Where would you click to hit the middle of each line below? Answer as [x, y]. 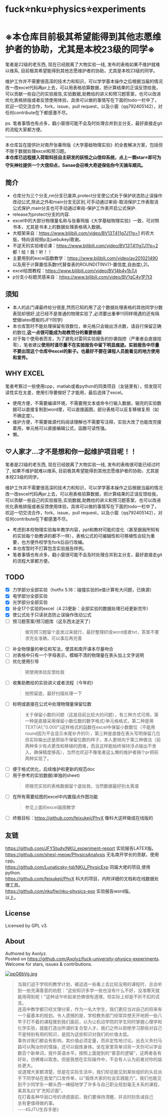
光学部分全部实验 [30, 602]
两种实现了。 [38, 758]
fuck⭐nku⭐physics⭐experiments [75, 9]
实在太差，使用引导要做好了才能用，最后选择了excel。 [70, 392]
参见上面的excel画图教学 [50, 807]
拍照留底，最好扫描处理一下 [53, 693]
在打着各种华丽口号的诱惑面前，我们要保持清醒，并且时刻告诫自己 [85, 1096]
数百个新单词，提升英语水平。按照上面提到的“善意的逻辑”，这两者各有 [89, 1053]
